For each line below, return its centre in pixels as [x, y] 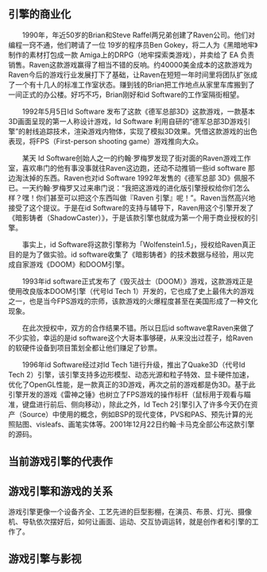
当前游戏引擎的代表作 [60, 462]
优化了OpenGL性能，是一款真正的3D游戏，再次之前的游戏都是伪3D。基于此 [132, 385]
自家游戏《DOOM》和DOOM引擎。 [72, 264]
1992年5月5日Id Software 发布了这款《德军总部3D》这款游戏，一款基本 [139, 111]
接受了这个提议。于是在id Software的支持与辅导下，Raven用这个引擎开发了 [131, 207]
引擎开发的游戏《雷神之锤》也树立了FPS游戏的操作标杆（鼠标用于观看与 [126, 394]
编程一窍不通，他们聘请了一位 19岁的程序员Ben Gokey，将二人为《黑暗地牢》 [133, 44]
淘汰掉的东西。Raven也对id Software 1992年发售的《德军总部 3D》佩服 [132, 178]
